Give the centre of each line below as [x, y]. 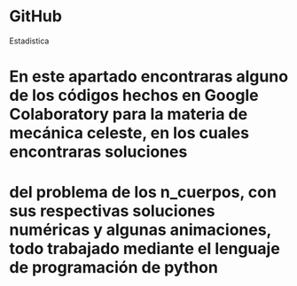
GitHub [35, 16]
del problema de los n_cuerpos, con [143, 193]
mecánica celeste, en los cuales [129, 133]
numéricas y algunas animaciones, [141, 230]
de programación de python [114, 268]
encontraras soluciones [98, 152]
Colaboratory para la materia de [129, 115]
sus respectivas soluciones [112, 211]
